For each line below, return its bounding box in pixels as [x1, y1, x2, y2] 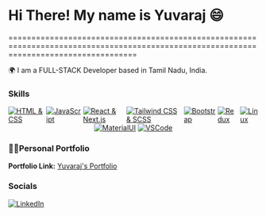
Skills [8, 88, 30, 99]
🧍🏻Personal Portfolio [8, 143, 90, 154]
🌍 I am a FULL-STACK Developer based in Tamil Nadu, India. [8, 65, 208, 75]
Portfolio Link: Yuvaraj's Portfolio [8, 161, 118, 171]
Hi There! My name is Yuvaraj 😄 [8, 6, 224, 25]
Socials [8, 181, 37, 192]
